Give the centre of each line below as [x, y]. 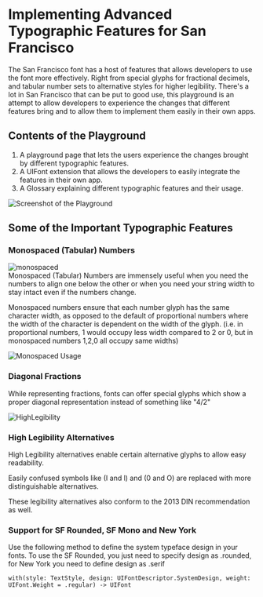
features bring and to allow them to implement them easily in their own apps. [132, 111]
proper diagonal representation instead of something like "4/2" [110, 402]
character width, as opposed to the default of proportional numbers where [128, 316]
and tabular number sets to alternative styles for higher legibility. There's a [129, 86]
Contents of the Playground [77, 136]
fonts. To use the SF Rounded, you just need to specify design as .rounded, [130, 555]
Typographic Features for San [107, 31]
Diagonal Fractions [45, 377]
